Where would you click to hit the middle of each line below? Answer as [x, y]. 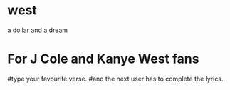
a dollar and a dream [38, 30]
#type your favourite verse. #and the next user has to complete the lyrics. [115, 79]
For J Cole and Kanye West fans [103, 59]
